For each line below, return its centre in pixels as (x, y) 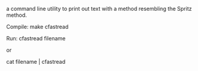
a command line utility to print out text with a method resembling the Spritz (99, 9)
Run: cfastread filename (36, 38)
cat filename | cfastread (36, 62)
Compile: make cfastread (37, 27)
